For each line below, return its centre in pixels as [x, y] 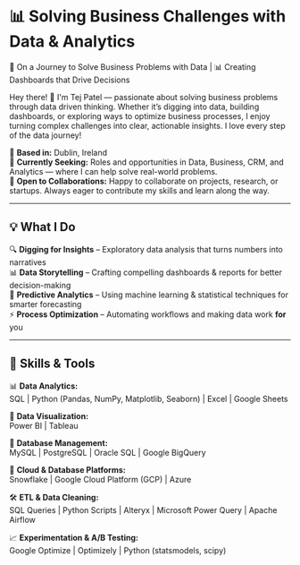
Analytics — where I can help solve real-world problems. [113, 171]
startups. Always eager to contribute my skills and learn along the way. [139, 190]
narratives [28, 262]
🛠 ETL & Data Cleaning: [54, 497]
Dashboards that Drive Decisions [70, 80]
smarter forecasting [46, 304]
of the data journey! [46, 135]
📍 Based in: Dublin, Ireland [58, 152]
